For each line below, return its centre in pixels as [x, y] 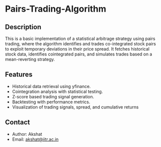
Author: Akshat [27, 134]
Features [19, 75]
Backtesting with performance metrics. [51, 102]
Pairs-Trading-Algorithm [56, 9]
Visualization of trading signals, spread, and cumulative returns [75, 107]
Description [23, 27]
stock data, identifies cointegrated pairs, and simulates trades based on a [79, 54]
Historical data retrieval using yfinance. [51, 86]
